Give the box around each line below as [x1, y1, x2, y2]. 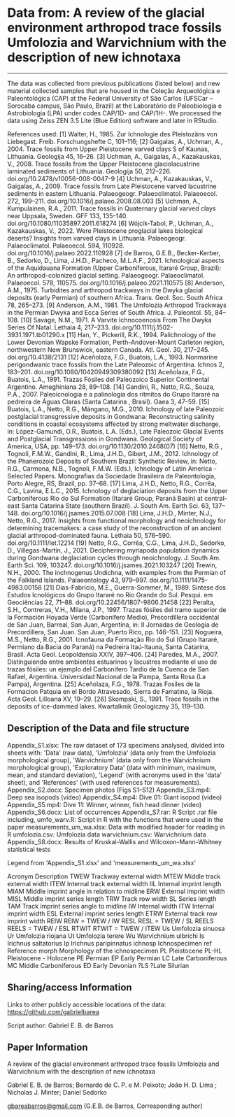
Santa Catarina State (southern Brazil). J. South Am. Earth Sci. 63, [21, 501, 211, 510]
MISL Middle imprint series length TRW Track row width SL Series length [7, 894, 217, 903]
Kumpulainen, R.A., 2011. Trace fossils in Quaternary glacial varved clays [7, 204, 216, 213]
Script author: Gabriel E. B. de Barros [7, 1021, 114, 1030]
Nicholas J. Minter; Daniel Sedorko [7, 1088, 107, 1097]
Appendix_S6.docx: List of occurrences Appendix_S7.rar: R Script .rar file [7, 808, 218, 816]
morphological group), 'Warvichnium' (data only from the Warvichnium [7, 755, 211, 764]
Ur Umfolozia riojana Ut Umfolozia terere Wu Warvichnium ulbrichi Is [7, 932, 205, 940]
